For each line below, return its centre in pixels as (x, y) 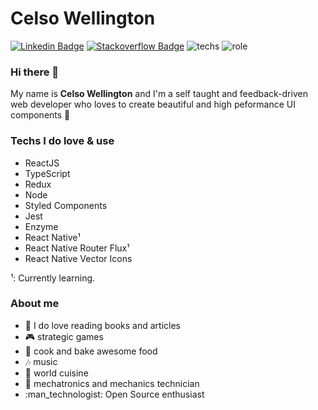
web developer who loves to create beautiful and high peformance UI (153, 104)
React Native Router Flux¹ (77, 248)
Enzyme (41, 226)
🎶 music (41, 361)
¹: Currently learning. (53, 278)
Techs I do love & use (62, 141)
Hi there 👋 (35, 72)
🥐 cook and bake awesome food (91, 351)
